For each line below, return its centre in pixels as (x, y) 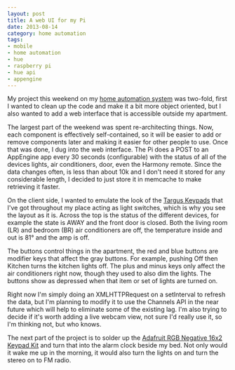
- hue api (22, 72)
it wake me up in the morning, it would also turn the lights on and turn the (113, 353)
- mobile (20, 46)
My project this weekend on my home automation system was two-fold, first (117, 99)
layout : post (26, 14)
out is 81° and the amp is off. (48, 238)
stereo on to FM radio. (39, 360)
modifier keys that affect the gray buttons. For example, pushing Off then (113, 259)
